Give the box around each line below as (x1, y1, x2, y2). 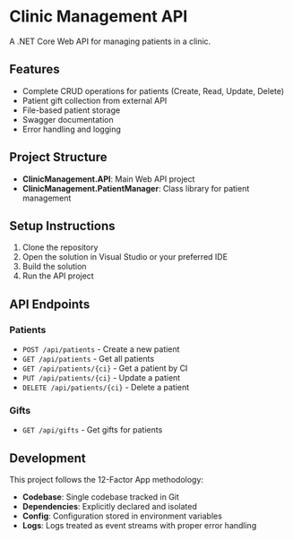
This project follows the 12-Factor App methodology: (9, 475, 204, 485)
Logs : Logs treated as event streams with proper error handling (22, 520, 257, 531)
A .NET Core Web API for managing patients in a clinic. (9, 36, 211, 47)
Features (9, 62, 60, 77)
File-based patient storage (22, 105, 121, 116)
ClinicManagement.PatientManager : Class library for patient (22, 183, 250, 193)
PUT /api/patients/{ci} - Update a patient (22, 373, 181, 383)
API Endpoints (9, 296, 90, 312)
